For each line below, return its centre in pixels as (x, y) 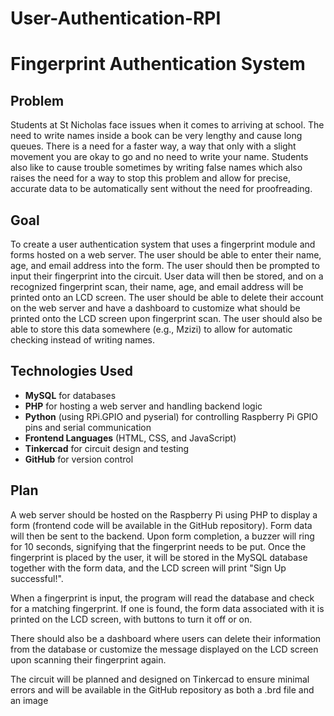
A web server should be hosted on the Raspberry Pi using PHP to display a (164, 514)
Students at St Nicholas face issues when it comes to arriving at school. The (167, 125)
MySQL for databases (70, 395)
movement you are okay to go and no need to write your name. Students (159, 157)
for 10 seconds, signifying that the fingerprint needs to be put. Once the (158, 546)
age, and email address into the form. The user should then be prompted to (165, 265)
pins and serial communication (88, 427)
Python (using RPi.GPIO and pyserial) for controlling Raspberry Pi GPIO (171, 416)
